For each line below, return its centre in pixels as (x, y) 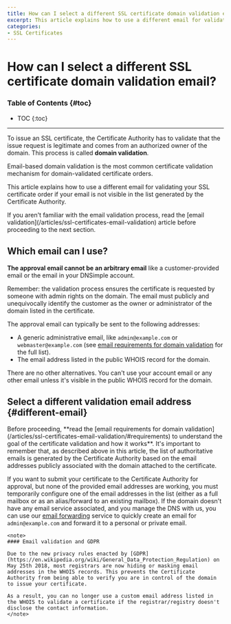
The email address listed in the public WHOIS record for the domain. (113, 359)
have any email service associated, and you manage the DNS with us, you (112, 509)
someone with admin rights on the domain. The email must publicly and (108, 296)
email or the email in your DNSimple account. (71, 275)
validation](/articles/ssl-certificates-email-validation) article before (102, 222)
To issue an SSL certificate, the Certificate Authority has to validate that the (114, 138)
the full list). (34, 352)
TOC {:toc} (32, 118)
